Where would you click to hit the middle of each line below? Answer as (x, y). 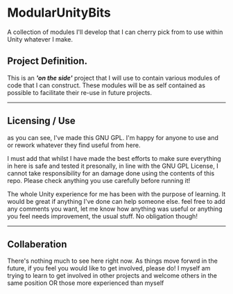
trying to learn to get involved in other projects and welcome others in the (112, 276)
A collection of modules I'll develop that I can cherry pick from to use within (115, 32)
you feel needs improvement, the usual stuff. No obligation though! (102, 216)
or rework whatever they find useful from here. (74, 145)
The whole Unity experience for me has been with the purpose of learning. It (116, 194)
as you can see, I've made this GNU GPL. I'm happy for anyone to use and (113, 137)
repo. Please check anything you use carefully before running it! (99, 180)
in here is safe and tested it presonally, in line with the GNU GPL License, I (113, 166)
